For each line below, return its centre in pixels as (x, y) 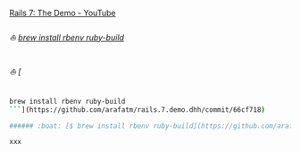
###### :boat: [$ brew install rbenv (79, 126)
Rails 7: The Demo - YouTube (62, 13)
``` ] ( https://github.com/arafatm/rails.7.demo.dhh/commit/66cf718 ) (137, 110)
